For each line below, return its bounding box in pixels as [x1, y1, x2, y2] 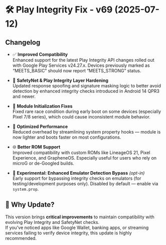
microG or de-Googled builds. [12, 160, 74, 166]
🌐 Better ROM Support [12, 144, 61, 150]
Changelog [5, 38, 41, 47]
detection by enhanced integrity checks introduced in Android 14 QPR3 [12, 88, 159, 94]
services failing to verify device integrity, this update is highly [5, 229, 132, 236]
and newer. [12, 93, 36, 99]
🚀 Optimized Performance [12, 124, 68, 130]
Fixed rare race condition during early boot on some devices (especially [12, 108, 161, 114]
